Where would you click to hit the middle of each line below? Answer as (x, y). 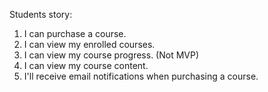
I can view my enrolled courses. (89, 44)
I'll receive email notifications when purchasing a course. (141, 76)
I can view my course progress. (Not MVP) (111, 55)
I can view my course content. (86, 65)
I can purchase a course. (75, 33)
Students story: (41, 14)
